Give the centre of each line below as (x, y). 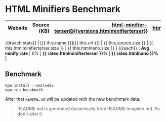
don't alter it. (30, 114)
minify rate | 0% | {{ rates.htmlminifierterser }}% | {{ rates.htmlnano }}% (82, 53)
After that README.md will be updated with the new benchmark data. (73, 99)
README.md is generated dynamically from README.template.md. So (88, 108)
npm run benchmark (24, 90)
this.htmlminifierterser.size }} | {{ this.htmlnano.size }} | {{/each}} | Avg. (78, 48)
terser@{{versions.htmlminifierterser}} (101, 31)
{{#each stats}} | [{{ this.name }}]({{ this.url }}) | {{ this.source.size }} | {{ (79, 42)
